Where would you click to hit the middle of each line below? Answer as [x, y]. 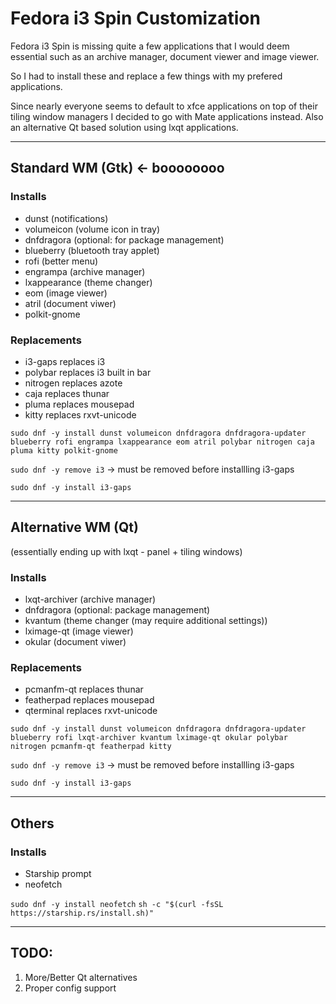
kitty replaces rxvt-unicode [80, 414]
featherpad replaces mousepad [89, 700]
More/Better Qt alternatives [81, 977]
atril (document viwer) [70, 303]
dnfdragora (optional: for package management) [124, 239]
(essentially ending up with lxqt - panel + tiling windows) [126, 551]
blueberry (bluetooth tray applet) [92, 250]
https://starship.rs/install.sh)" [82, 913]
